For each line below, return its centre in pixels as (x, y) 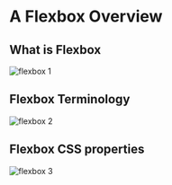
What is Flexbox (55, 50)
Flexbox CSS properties (77, 150)
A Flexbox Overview (86, 17)
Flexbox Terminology (70, 99)
